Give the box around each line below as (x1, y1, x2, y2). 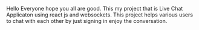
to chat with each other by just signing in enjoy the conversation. (6, 18, 168, 24)
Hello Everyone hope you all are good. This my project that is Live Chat (6, 5, 183, 12)
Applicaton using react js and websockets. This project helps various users (6, 11, 194, 18)
